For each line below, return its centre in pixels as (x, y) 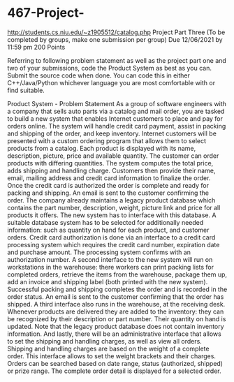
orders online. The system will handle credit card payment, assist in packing (117, 126)
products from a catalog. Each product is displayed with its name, (102, 148)
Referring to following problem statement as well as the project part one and (117, 60)
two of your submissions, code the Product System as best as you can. (109, 68)
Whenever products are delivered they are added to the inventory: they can (116, 311)
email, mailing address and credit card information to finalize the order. (109, 178)
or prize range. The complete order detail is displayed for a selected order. (114, 371)
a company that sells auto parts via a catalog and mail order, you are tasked (116, 111)
